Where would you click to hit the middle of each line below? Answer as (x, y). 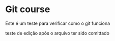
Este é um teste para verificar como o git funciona (58, 23)
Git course (28, 9)
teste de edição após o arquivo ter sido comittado (57, 33)
